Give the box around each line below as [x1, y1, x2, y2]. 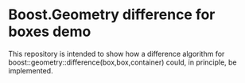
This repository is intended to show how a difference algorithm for [8, 49, 225, 58]
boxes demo [8, 22, 91, 41]
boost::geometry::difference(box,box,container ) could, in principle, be [8, 57, 237, 67]
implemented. [8, 65, 53, 75]
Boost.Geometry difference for [8, 6, 216, 24]
